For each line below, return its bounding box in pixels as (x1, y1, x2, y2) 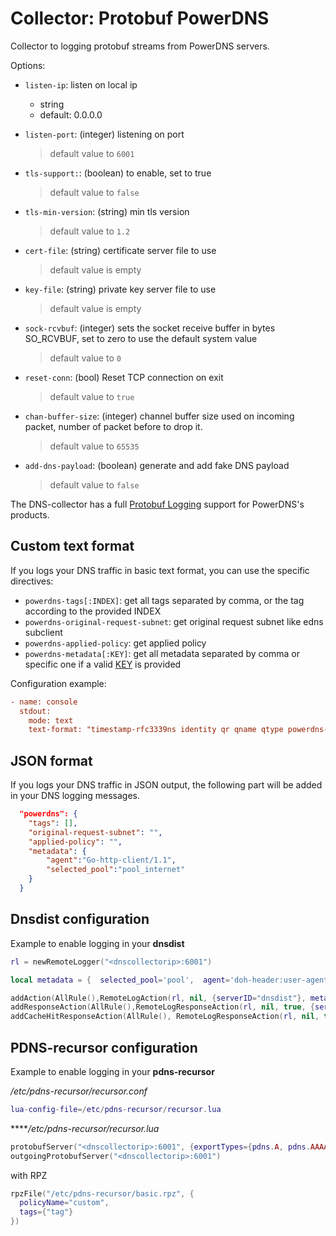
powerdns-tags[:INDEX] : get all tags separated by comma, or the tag (24, 594, 305, 606)
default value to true (49, 390, 135, 402)
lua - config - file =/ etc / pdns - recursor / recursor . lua (10, 1104, 222, 1114)
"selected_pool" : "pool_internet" (46, 865, 186, 875)
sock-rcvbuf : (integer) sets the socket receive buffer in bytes (24, 322, 276, 334)
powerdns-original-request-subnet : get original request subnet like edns (24, 615, 324, 627)
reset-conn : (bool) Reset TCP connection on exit (24, 371, 224, 383)
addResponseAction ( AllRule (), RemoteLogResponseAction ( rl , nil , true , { (10, 1002, 315, 1012)
